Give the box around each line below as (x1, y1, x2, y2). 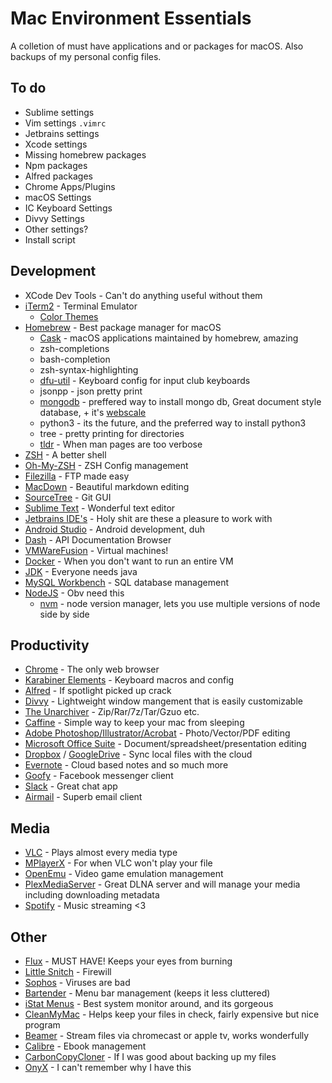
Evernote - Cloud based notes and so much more (24, 759, 229, 771)
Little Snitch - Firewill (24, 966, 112, 977)
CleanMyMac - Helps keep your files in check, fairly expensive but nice (24, 1008, 320, 1020)
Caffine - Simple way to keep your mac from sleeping (24, 717, 245, 729)
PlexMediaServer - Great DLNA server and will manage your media (24, 878, 301, 891)
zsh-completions (39, 342, 110, 354)
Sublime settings (24, 106, 95, 118)
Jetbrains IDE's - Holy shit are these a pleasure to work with (24, 512, 273, 524)
